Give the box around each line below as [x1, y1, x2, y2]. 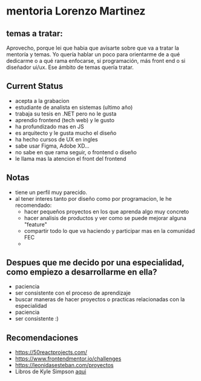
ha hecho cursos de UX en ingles [15, 135, 98, 143]
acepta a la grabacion [15, 97, 70, 104]
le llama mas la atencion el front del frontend [15, 155, 127, 162]
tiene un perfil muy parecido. [15, 189, 88, 196]
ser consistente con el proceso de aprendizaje [15, 289, 131, 297]
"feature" [24, 221, 47, 228]
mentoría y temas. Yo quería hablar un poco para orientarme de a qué [6, 51, 180, 58]
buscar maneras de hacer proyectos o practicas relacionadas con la [15, 296, 185, 303]
